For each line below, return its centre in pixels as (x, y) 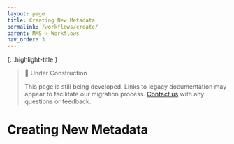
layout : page (26, 14)
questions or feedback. (58, 101)
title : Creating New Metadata (51, 20)
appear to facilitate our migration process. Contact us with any (114, 94)
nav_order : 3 (26, 40)
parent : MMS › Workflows (43, 33)
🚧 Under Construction (56, 73)
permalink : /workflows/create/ (53, 27)
